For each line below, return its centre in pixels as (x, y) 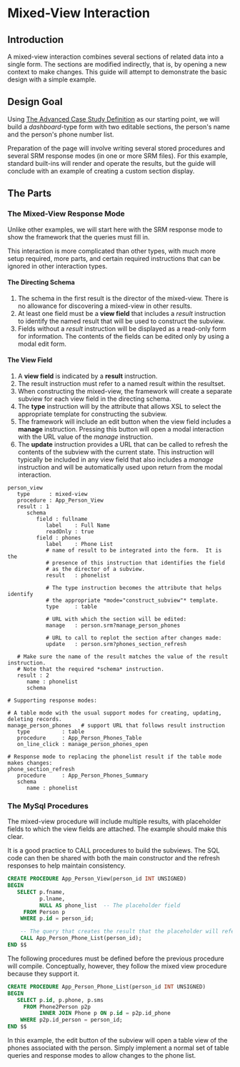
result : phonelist (78, 575)
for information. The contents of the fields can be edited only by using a (124, 336)
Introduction (36, 40)
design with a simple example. (52, 79)
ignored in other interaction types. (57, 266)
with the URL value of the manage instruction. (85, 437)
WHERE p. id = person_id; (57, 919)
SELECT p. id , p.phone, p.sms (60, 1000)
